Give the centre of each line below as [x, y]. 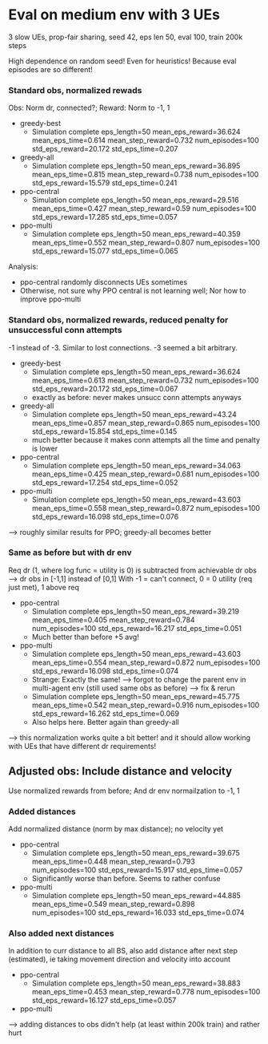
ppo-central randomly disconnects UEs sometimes [104, 282]
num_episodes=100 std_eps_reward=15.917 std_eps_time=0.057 [137, 870]
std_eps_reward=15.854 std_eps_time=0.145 [104, 431]
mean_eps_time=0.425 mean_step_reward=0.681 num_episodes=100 [146, 474]
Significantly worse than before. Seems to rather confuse [126, 878]
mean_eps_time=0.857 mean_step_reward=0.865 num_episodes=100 [146, 423]
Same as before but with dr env [70, 552]
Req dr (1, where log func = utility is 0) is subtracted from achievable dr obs [133, 570]
